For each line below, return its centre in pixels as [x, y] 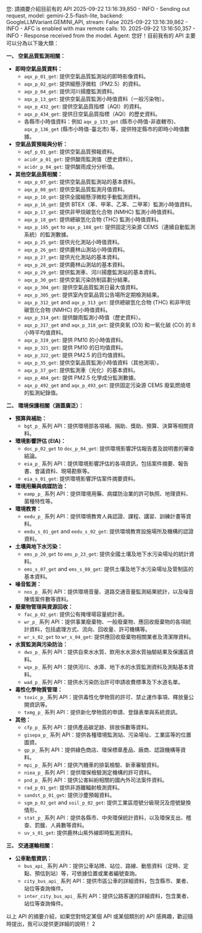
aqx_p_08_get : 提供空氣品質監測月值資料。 [76, 189]
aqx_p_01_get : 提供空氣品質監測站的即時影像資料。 [86, 76]
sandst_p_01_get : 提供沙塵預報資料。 [69, 795]
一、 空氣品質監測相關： [36, 56]
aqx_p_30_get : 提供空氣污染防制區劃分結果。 [78, 280]
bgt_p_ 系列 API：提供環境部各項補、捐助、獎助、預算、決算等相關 [106, 426]
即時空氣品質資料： [39, 69]
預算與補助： [31, 418]
